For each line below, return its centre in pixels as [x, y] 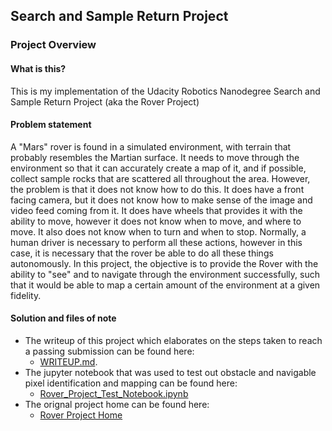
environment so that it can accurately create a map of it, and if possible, [158, 168]
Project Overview [53, 45]
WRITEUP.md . [68, 361]
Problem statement [51, 125]
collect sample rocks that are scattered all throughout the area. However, [160, 178]
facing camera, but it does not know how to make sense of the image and [161, 200]
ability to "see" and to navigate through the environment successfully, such [165, 274]
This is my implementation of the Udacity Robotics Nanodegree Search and [165, 91]
